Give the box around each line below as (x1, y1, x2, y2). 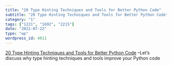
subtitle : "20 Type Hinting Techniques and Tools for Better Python (5, 12, 155, 17)
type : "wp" (5, 31, 29, 36)
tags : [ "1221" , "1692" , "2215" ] (5, 21, 74, 27)
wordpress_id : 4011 (5, 36, 47, 41)
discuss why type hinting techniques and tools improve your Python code (5, 55, 160, 61)
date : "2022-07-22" (5, 26, 47, 31)
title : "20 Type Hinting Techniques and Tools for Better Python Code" (5, 7, 161, 13)
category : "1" (5, 17, 36, 22)
